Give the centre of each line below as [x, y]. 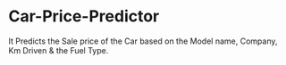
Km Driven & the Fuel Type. [59, 50]
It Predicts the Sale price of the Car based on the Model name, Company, [143, 41]
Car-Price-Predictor [84, 16]
